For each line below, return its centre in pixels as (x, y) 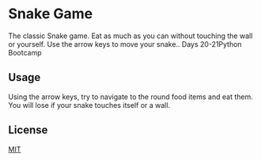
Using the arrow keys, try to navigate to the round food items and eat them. (130, 97)
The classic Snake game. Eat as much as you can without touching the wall (130, 36)
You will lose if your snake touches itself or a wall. (89, 105)
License (28, 130)
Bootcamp (25, 52)
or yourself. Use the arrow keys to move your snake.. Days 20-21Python (125, 44)
